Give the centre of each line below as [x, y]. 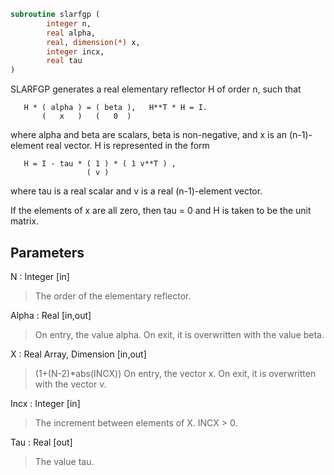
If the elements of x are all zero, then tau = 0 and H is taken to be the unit [161, 211]
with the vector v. [70, 384]
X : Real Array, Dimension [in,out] [78, 354]
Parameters [47, 252]
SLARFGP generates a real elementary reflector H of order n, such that [156, 89]
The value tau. [64, 461]
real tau [64, 61]
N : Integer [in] [40, 276]
